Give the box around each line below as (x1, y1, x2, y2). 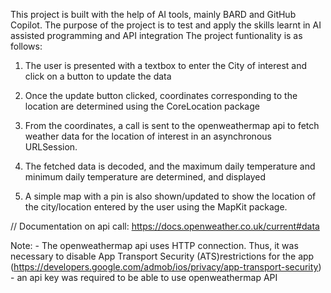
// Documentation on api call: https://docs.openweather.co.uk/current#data (10, 220, 320, 232)
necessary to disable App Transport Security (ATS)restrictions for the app (10, 250, 315, 262)
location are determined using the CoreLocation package (24, 100, 260, 112)
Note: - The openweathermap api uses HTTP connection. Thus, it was (10, 240, 299, 251)
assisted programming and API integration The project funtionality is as (10, 30, 303, 41)
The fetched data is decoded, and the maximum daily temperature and (24, 160, 316, 172)
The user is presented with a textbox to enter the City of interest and (24, 60, 307, 71)
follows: (10, 40, 43, 52)
